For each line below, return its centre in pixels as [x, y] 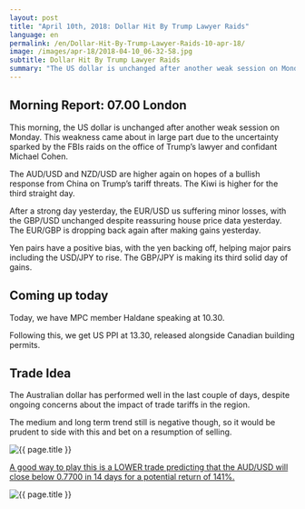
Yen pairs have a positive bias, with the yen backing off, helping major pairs [151, 247]
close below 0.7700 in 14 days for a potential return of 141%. [122, 477]
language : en [34, 35]
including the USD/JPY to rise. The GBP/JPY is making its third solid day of [149, 257]
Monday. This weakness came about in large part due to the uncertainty [144, 136]
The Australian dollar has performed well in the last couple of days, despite [150, 395]
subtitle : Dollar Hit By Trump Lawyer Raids [95, 60]
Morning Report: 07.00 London [98, 105]
